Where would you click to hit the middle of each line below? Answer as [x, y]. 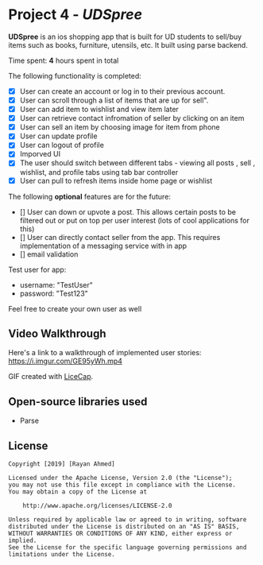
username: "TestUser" [56, 284]
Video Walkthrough [57, 333]
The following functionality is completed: [75, 75]
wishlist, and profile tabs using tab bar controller [99, 172]
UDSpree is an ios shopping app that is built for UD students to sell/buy [125, 37]
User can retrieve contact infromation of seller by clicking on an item [132, 118]
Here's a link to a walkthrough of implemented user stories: [105, 353]
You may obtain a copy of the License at [78, 492]
